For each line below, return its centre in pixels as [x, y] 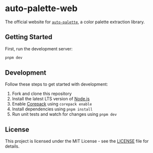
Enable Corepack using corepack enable [52, 104]
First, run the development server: [39, 48]
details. [12, 146]
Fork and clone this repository [42, 94]
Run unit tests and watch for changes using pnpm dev [64, 114]
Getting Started [29, 37]
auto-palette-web [41, 8]
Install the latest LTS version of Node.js [51, 99]
